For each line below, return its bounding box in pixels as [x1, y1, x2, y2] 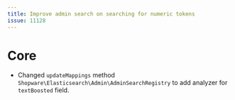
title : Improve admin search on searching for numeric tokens [7, 10, 195, 18]
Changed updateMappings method [17, 71, 116, 79]
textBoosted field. [17, 86, 70, 94]
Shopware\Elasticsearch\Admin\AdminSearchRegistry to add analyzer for [17, 79, 228, 87]
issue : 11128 [7, 17, 46, 24]
